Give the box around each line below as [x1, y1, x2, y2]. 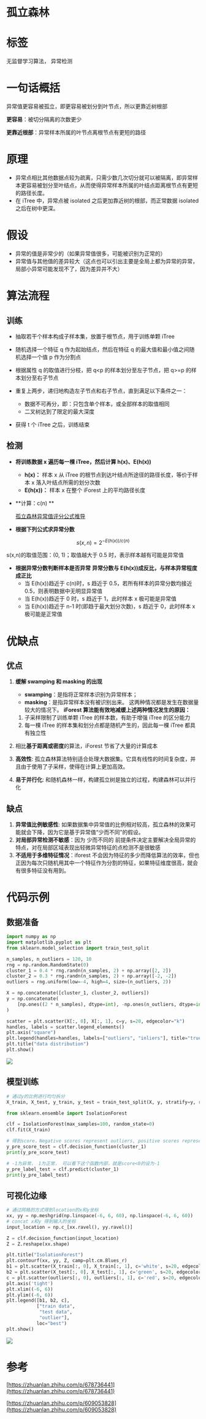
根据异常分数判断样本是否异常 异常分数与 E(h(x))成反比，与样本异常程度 [15, 564, 197, 572]
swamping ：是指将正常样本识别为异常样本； [24, 691, 138, 698]
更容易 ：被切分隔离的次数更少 [6, 116, 82, 123]
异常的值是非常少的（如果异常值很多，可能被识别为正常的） [15, 250, 166, 257]
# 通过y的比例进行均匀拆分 [6, 1093, 66, 1099]
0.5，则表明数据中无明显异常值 [24, 587, 103, 595]
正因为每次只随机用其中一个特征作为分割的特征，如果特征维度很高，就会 [15, 859, 198, 867]
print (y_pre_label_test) [6, 1172, 70, 1178]
